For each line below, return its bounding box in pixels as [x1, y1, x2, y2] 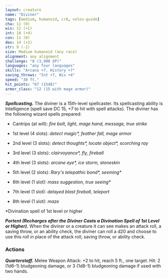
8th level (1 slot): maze [12, 198, 59, 204]
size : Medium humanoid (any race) [5, 49, 78, 54]
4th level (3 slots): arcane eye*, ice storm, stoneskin [12, 159, 120, 165]
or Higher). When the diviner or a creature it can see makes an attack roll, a [5, 223, 161, 229]
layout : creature [5, 7, 42, 13]
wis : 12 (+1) [5, 26, 33, 31]
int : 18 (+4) [5, 31, 33, 36]
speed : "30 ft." [5, 77, 39, 82]
